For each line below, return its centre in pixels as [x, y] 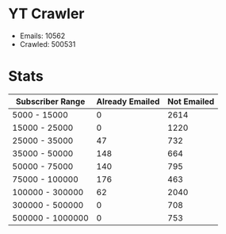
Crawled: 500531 [48, 44]
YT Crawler [46, 14]
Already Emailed [128, 102]
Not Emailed [191, 102]
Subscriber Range [50, 102]
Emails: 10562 [42, 36]
